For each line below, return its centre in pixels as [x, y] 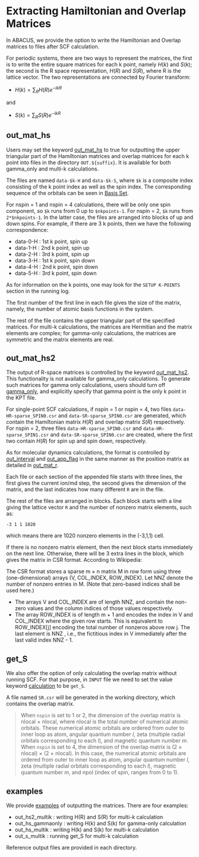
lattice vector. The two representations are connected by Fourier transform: [99, 77]
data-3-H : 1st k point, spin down [55, 260]
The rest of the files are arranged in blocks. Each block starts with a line [94, 501]
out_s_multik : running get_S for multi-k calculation [77, 836]
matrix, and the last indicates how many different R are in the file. [85, 490]
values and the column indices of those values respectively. [100, 608]
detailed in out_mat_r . [32, 465]
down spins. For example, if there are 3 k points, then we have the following [99, 223]
